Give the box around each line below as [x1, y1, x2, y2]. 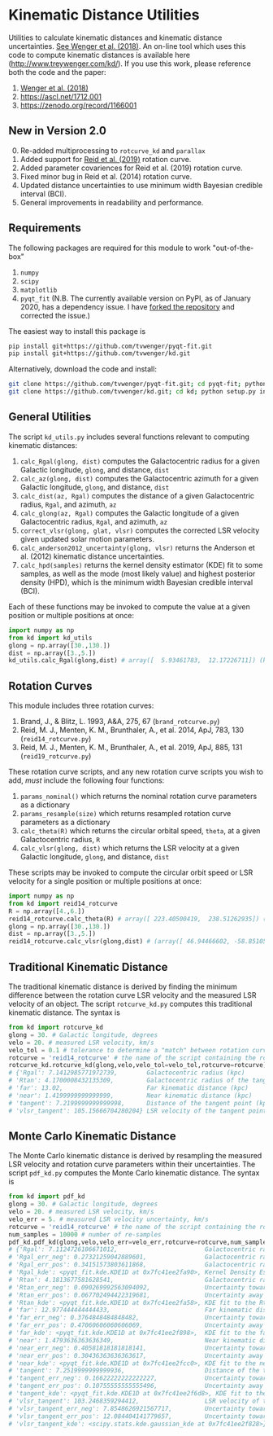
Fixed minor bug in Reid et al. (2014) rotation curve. [19, 171, 193, 181]
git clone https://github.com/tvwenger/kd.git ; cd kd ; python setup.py [8, 388, 256, 396]
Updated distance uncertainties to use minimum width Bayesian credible [19, 180, 263, 190]
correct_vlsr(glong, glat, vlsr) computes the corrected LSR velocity [19, 525, 260, 535]
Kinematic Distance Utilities [8, 6, 200, 24]
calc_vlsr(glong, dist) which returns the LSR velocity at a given [19, 843, 240, 853]
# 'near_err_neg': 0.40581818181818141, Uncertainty [8, 1344, 245, 1352]
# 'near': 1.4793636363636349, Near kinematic [8, 1336, 256, 1345]
